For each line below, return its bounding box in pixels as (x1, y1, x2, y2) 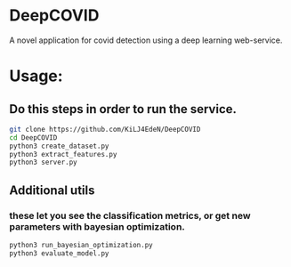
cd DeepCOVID (9, 133, 58, 142)
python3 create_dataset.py (9, 142, 109, 150)
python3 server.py (9, 158, 77, 167)
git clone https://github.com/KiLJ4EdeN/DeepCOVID (9, 125, 201, 133)
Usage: (9, 66, 64, 86)
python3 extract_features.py (9, 150, 117, 158)
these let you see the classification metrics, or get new (9, 209, 251, 222)
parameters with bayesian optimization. (9, 220, 185, 232)
